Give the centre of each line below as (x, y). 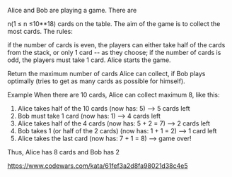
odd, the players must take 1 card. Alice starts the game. (89, 60)
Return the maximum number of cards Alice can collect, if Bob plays (106, 74)
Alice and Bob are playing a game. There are (72, 10)
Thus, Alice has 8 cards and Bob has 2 (64, 152)
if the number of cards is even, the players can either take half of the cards (116, 45)
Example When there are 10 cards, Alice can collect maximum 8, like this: (114, 95)
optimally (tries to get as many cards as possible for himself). (96, 81)
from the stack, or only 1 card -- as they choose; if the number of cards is (114, 53)
